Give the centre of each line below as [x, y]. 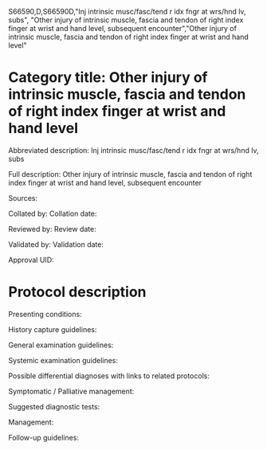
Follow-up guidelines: [44, 437]
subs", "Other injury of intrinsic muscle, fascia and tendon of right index [126, 20]
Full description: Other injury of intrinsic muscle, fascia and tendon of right [130, 174]
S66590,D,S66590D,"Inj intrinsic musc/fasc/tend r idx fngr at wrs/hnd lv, [127, 12]
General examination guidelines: [61, 345]
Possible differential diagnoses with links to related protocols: [109, 376]
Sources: [23, 198]
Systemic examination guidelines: [63, 360]
